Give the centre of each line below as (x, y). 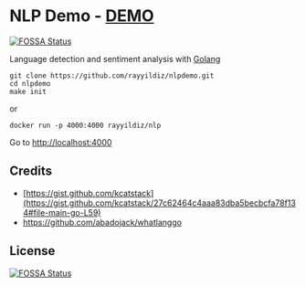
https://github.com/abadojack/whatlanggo (102, 222)
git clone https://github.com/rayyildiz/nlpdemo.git (112, 75)
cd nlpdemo (30, 83)
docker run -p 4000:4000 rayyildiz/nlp (85, 125)
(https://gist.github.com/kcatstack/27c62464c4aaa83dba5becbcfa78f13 (159, 203)
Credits (31, 171)
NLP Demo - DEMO (82, 16)
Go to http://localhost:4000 (61, 142)
